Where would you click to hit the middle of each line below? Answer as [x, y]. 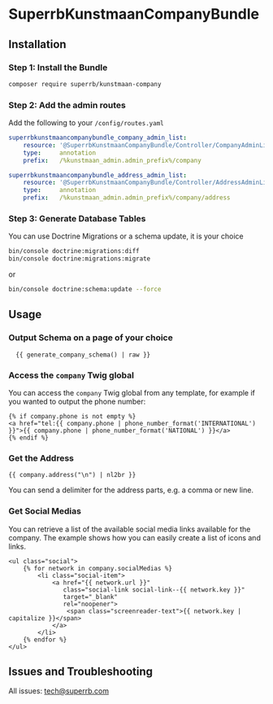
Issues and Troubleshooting [80, 671]
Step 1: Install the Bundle [58, 68]
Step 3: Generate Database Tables [77, 218]
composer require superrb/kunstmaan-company [85, 84]
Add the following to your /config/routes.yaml [86, 123]
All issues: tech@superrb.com [59, 691]
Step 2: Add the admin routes [67, 105]
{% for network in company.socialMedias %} [98, 568]
